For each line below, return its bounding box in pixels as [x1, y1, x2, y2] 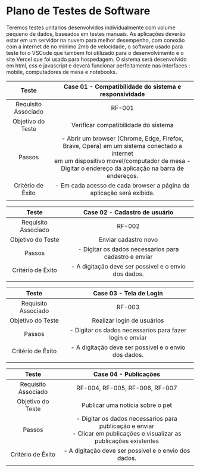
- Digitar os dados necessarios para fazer [69, 326, 187, 334]
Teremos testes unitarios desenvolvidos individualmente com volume [6, 24, 176, 31]
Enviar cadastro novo [98, 235, 158, 243]
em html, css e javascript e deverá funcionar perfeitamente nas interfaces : [6, 61, 190, 69]
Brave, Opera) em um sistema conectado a [62, 141, 183, 150]
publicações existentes [94, 437, 160, 445]
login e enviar [109, 333, 147, 341]
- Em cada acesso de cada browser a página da [55, 181, 190, 189]
